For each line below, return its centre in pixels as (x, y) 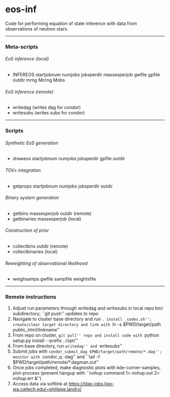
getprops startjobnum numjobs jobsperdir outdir (62, 186)
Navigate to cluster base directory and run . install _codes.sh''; (82, 319)
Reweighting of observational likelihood (46, 263)
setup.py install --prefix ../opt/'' (45, 340)
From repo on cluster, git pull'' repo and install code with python (86, 335)
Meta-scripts (22, 47)
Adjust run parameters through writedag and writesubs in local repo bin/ (88, 308)
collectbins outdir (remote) (40, 246)
